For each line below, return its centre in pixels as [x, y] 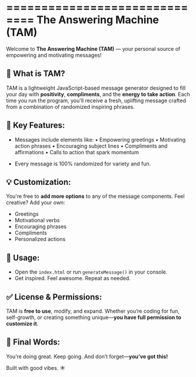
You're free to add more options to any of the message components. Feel [95, 196]
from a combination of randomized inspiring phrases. [71, 106]
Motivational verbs [37, 220]
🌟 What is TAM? [36, 74]
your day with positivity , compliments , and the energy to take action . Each [98, 94]
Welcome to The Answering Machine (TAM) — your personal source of [93, 48]
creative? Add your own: [36, 203]
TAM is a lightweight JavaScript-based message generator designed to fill [96, 88]
